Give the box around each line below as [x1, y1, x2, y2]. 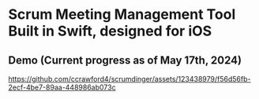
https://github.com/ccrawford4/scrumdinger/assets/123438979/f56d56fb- [8, 75, 251, 83]
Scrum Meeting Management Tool [8, 5, 236, 24]
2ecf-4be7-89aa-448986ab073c [8, 82, 116, 92]
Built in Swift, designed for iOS [8, 22, 212, 40]
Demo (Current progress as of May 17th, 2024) [8, 53, 242, 67]
